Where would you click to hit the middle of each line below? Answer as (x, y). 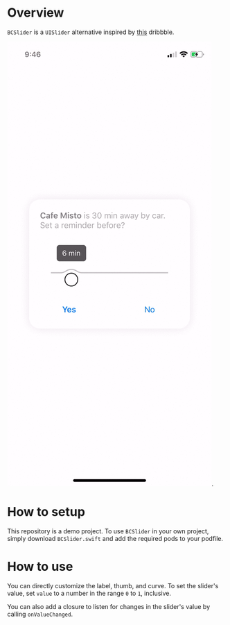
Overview (36, 13)
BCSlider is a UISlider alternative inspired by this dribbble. (91, 32)
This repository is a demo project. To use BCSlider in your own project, (108, 531)
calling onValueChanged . (40, 614)
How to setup (46, 512)
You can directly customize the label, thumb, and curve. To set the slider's (113, 585)
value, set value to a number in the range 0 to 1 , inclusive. (89, 593)
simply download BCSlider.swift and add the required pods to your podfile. (115, 538)
